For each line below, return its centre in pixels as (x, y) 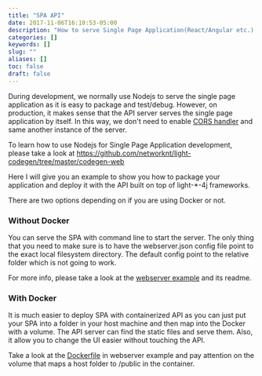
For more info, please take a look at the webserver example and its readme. (130, 277)
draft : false (29, 74)
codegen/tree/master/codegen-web (66, 161)
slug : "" (22, 52)
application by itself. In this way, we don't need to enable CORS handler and (131, 121)
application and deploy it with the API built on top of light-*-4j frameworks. (129, 184)
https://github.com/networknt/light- (134, 153)
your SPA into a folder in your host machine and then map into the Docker (127, 323)
